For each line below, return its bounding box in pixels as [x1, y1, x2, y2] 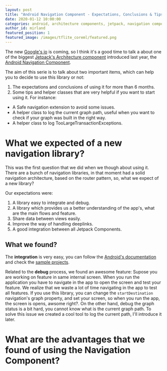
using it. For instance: [12, 94, 57, 100]
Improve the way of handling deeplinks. [12, 221, 93, 227]
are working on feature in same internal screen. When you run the [5, 274, 140, 280]
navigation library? [5, 148, 85, 159]
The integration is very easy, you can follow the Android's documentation [5, 253, 157, 259]
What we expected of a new [5, 137, 122, 149]
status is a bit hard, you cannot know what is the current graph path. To [5, 306, 152, 312]
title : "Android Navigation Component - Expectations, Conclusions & [5, 12, 153, 17]
